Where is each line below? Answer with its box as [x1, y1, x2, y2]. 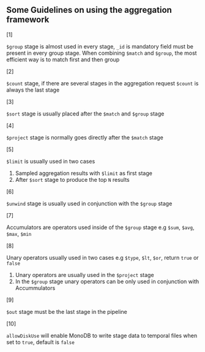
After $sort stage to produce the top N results [15, 176, 130, 183]
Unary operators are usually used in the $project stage [15, 271, 154, 278]
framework [6, 15, 50, 25]
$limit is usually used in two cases [6, 157, 95, 165]
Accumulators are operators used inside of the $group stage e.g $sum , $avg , [6, 224, 195, 231]
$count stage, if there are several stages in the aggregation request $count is [6, 79, 199, 87]
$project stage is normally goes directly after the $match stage [6, 133, 163, 141]
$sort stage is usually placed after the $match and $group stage [6, 110, 165, 117]
